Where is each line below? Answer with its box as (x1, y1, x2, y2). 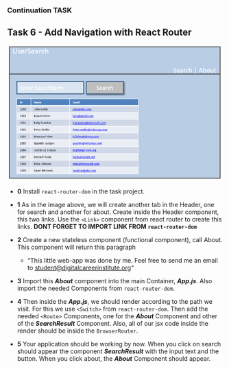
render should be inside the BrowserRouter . (16, 326, 138, 335)
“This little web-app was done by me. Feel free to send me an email (27, 256, 218, 264)
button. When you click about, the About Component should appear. (16, 354, 211, 362)
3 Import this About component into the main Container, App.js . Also (16, 276, 213, 285)
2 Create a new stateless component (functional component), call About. (16, 235, 223, 243)
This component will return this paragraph (16, 243, 136, 251)
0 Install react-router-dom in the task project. (16, 187, 145, 195)
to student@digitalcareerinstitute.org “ (27, 263, 134, 272)
